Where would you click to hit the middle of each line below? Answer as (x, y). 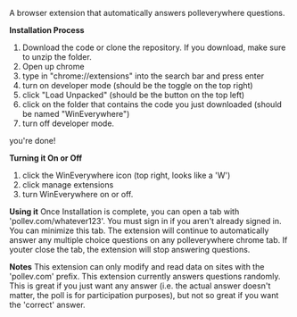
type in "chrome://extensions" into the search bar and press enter (143, 76)
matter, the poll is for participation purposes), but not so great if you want (144, 295)
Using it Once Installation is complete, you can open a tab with (124, 212)
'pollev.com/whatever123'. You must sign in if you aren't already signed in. (146, 221)
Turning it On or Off (46, 158)
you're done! (33, 141)
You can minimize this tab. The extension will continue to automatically (139, 230)
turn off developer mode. (68, 123)
